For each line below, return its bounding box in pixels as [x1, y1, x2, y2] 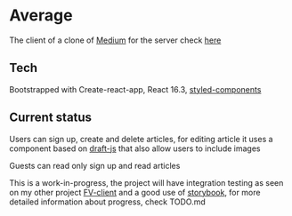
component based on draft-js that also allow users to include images [9, 143, 261, 154]
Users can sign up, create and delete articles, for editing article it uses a [9, 133, 273, 144]
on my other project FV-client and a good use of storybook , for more [9, 187, 261, 197]
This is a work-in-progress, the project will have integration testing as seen [9, 177, 284, 188]
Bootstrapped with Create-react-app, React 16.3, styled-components [9, 84, 262, 94]
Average [9, 5, 73, 26]
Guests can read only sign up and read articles [9, 160, 181, 171]
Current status [9, 110, 92, 125]
